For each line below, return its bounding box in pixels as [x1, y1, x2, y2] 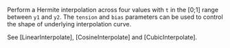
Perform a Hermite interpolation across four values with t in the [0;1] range [7, 6, 218, 14]
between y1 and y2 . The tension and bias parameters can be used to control [7, 13, 223, 21]
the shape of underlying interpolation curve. [7, 20, 132, 28]
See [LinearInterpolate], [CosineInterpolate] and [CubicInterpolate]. [7, 33, 198, 41]
